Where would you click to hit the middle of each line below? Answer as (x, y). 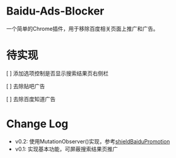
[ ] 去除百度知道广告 (31, 99)
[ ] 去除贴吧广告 (26, 86)
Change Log (37, 124)
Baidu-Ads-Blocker (55, 11)
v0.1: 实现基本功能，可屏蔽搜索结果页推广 (66, 149)
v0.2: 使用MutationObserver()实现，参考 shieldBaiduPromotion (93, 141)
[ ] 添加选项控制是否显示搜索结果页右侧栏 (57, 73)
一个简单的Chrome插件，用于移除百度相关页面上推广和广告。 (83, 28)
